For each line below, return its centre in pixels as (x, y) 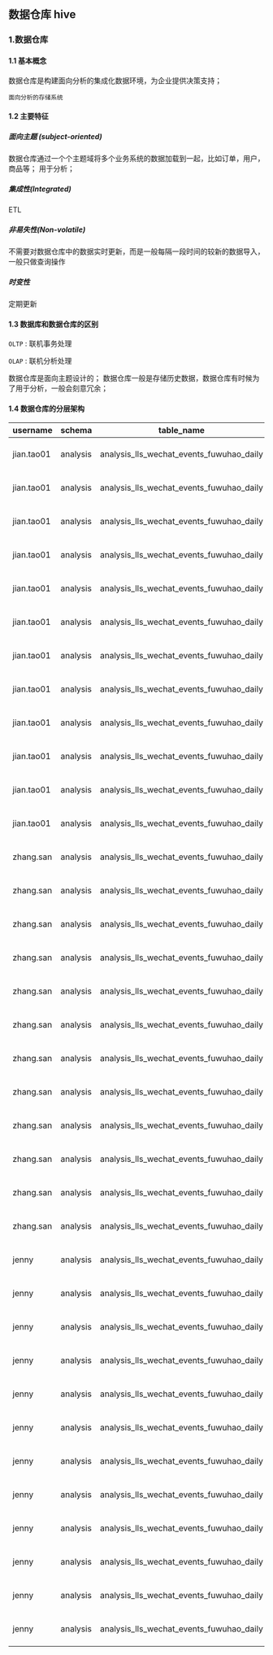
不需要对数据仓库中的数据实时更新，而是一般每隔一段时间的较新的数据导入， (136, 251)
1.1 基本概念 (28, 60)
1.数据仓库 (28, 40)
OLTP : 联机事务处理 (40, 343)
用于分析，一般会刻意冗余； (61, 388)
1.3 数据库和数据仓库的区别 (54, 324)
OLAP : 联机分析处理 (40, 361)
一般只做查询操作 (37, 262)
